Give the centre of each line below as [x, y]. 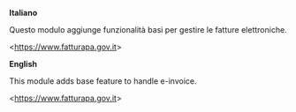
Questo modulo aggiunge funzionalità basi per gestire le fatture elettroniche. [148, 30]
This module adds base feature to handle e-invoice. [103, 81]
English [23, 64]
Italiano [23, 13]
